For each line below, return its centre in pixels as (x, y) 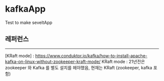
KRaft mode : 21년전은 (123, 61)
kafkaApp (25, 9)
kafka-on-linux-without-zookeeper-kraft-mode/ (53, 61)
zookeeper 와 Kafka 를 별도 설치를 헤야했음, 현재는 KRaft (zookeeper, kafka (79, 67)
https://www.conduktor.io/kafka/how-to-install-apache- (91, 56)
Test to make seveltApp (29, 22)
